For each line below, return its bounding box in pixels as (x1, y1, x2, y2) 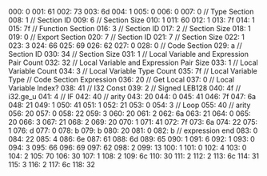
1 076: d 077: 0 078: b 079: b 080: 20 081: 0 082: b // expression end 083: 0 (8, 126, 258, 135)
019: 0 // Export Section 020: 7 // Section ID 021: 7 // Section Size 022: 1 (8, 32, 245, 42)
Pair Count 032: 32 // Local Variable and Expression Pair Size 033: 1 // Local (8, 58, 258, 67)
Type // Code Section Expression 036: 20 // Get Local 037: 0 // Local (8, 75, 234, 84)
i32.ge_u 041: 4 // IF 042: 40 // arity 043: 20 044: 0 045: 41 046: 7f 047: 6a (8, 92, 257, 101)
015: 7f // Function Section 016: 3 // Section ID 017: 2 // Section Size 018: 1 (8, 24, 251, 33)
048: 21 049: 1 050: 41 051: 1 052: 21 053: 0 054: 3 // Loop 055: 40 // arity (8, 100, 251, 110)
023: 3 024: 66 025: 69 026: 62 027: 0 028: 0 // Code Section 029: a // (8, 41, 242, 50)
